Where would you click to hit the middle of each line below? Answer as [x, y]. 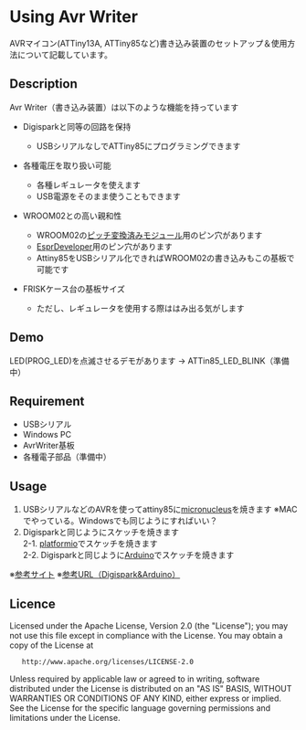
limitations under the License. [65, 718]
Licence [33, 603]
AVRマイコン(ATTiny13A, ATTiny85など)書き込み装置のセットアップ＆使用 [148, 43]
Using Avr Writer [74, 17]
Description [43, 84]
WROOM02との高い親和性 [72, 216]
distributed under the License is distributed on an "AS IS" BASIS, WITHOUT [151, 688]
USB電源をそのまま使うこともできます [108, 196]
